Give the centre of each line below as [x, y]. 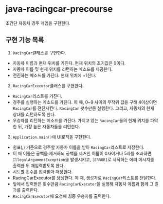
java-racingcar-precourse [59, 9]
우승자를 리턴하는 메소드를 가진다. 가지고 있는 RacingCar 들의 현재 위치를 [81, 120]
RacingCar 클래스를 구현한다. [39, 53]
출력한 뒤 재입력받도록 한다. [39, 165]
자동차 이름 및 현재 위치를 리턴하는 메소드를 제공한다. [63, 69]
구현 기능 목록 [25, 40]
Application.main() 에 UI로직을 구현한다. [52, 137]
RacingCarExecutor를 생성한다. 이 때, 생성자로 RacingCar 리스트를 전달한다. [84, 178]
